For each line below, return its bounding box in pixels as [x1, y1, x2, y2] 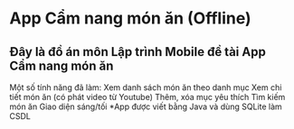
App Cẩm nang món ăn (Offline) [9, 8, 251, 29]
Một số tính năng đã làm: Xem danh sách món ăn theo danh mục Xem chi [9, 82, 282, 93]
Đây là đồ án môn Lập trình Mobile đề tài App [9, 44, 267, 60]
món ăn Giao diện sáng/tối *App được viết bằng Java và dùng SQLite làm [9, 101, 282, 112]
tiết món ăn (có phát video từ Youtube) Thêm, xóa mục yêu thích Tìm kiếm [9, 92, 286, 102]
